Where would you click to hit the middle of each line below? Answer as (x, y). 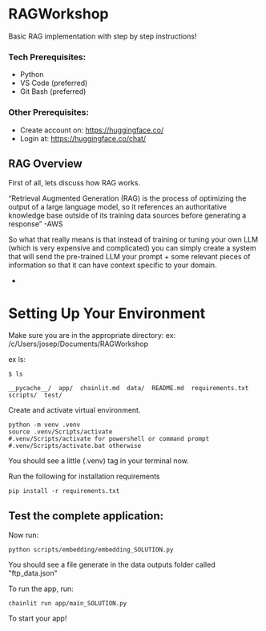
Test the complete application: (86, 516)
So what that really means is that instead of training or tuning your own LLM (133, 240)
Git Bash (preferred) (53, 92)
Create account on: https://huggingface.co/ (92, 130)
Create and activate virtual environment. (75, 410)
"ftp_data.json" (33, 573)
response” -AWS (36, 224)
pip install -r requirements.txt (64, 491)
